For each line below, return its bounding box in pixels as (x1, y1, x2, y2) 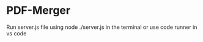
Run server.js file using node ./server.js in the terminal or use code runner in (6, 23, 197, 31)
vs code (6, 29, 27, 37)
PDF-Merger (6, 4, 71, 17)
